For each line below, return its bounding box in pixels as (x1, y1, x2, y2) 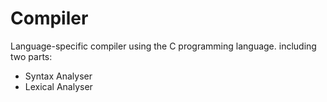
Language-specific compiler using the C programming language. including (10, 40, 317, 52)
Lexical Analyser (24, 80, 93, 92)
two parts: (10, 50, 53, 62)
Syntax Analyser (24, 70, 93, 82)
